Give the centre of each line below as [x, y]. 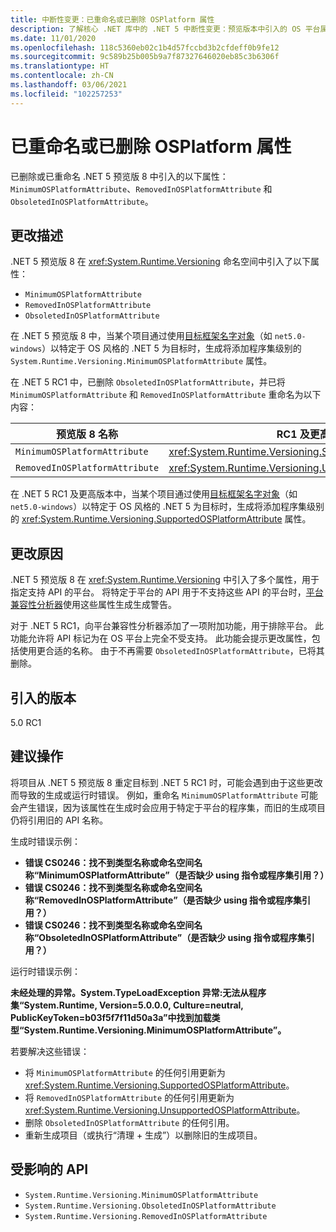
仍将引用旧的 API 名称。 [59, 820]
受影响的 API [49, 1169]
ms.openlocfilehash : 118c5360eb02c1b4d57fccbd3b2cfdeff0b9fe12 [145, 47]
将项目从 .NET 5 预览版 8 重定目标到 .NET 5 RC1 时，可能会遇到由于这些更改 [166, 782]
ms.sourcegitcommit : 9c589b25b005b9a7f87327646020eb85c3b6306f [145, 57]
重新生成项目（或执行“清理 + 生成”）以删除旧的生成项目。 [143, 1135]
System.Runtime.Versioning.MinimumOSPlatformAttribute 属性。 [141, 361]
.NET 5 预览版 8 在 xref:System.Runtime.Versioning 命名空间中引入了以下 [160, 262]
